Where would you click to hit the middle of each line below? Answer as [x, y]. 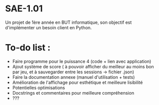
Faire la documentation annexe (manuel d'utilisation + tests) [74, 77]
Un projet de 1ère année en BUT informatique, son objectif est [69, 22]
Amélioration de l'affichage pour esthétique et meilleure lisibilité [78, 82]
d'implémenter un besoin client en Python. [48, 27]
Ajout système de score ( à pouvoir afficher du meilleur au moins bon [83, 66]
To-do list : [28, 48]
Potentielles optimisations [39, 88]
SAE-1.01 [24, 9]
